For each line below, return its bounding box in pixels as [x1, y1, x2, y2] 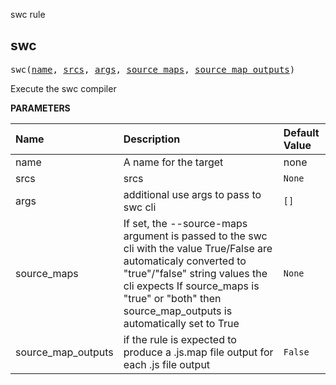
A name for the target [123, 155, 224, 169]
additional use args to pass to [123, 187, 262, 201]
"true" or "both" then [123, 291, 222, 305]
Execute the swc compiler [10, 82, 117, 94]
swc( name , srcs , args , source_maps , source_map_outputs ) [10, 64, 296, 75]
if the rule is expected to [123, 332, 237, 346]
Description [123, 132, 181, 146]
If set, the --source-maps [123, 216, 248, 230]
